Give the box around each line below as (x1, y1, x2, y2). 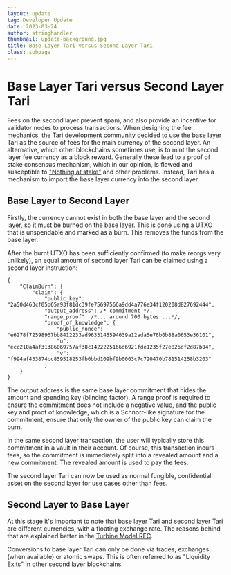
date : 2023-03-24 (7, 23, 57, 30)
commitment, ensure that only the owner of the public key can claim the (7, 415, 212, 423)
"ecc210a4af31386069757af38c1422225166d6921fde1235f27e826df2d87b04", (7, 343, 215, 350)
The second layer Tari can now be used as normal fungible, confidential (7, 471, 212, 480)
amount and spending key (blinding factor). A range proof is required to (7, 393, 211, 401)
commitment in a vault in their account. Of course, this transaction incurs (7, 444, 215, 452)
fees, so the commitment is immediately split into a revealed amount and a (7, 450, 219, 459)
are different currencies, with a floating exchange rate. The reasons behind (7, 524, 221, 533)
